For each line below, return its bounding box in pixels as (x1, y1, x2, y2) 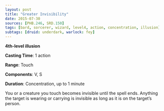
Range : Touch (5, 62, 34, 68)
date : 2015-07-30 (5, 16, 41, 21)
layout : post (5, 7, 32, 12)
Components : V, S (5, 72, 42, 77)
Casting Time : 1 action (5, 53, 51, 58)
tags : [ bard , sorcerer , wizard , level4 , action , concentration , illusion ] (5, 25, 161, 30)
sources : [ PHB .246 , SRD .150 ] (5, 20, 64, 26)
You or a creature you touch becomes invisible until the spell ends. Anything (5, 91, 158, 96)
